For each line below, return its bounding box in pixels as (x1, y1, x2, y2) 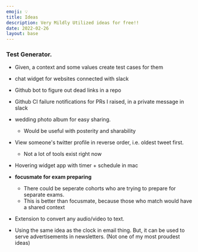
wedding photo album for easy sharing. (14, 116, 111, 123)
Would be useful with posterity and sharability (23, 127, 136, 135)
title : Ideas (6, 14, 39, 20)
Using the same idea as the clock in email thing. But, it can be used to (14, 227, 185, 234)
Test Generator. (6, 50, 52, 59)
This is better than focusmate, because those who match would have (23, 197, 193, 205)
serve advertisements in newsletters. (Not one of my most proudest (14, 233, 180, 240)
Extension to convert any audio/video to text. (14, 215, 124, 222)
